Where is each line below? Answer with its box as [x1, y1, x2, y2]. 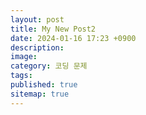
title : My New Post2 [10, 24, 97, 34]
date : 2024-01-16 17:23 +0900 [10, 33, 137, 43]
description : [10, 42, 65, 53]
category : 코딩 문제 [10, 61, 88, 71]
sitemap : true [10, 89, 70, 99]
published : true [10, 80, 78, 90]
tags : [10, 71, 33, 81]
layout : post [10, 14, 65, 25]
